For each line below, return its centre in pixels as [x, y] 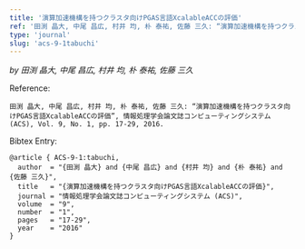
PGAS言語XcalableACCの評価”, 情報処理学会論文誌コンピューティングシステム [143, 116]
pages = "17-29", [54, 220]
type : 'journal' [40, 35]
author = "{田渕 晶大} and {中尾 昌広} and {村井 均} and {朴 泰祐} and [150, 168]
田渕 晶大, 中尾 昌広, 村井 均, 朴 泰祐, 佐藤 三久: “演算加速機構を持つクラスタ [147, 107]
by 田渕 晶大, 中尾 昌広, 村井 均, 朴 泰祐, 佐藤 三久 [101, 70]
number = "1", [46, 213]
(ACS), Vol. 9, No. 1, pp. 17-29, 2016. [87, 124]
